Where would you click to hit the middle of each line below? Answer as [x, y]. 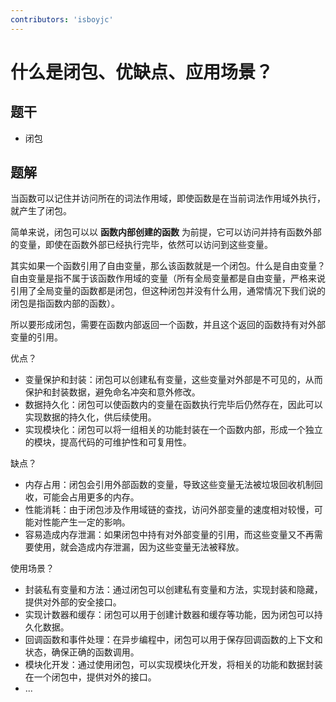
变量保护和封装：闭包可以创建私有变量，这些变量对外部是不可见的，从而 [173, 380]
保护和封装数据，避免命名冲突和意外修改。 [112, 392]
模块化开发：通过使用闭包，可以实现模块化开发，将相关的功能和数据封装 [173, 665]
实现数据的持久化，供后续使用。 [90, 417]
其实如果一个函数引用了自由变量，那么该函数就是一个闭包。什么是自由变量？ [168, 266]
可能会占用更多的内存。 [91, 497]
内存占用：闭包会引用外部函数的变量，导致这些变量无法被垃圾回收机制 [169, 485]
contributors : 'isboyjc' [62, 19]
